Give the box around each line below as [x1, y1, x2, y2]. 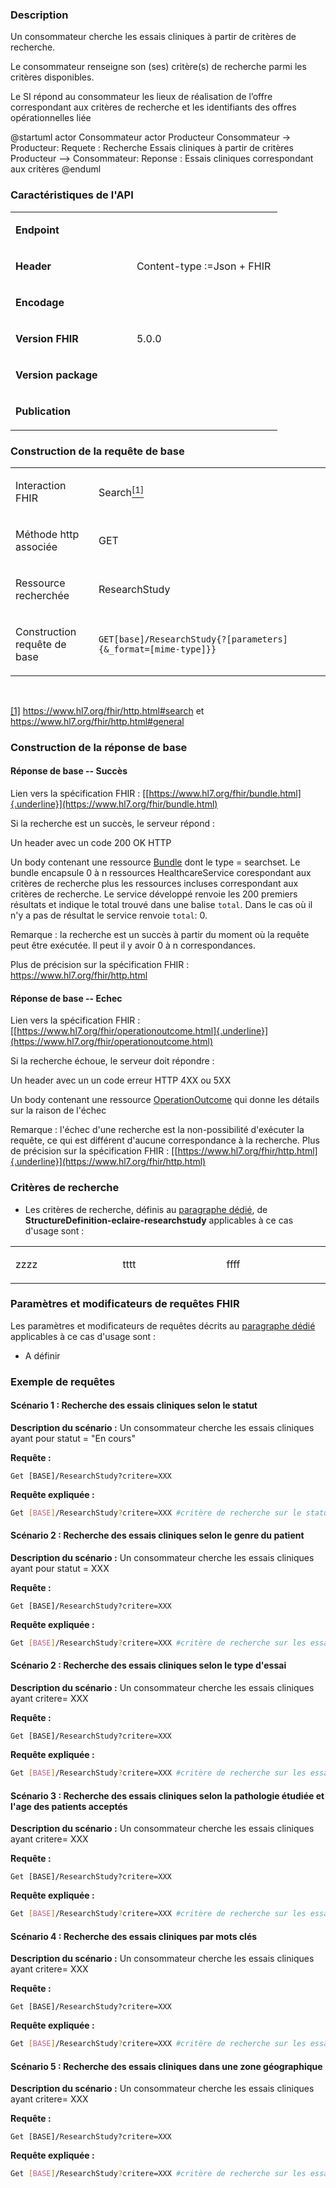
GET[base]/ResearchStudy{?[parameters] [98, 633, 288, 645]
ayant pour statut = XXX [10, 1563, 110, 1575]
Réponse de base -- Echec [10, 992, 123, 1004]
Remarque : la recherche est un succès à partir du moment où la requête [10, 929, 310, 941]
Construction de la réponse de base [10, 740, 188, 754]
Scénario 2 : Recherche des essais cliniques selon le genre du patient [10, 1529, 305, 1542]
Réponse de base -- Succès [10, 765, 128, 777]
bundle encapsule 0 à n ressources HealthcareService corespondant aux [10, 867, 312, 879]
